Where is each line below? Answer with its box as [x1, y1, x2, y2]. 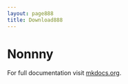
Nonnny [7, 46, 54, 62]
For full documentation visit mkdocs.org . [7, 69, 122, 77]
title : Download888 [7, 17, 63, 23]
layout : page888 [7, 10, 54, 17]
